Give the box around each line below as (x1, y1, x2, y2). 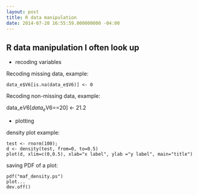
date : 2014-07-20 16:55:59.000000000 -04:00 (6, 20, 120, 26)
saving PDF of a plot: (6, 161, 59, 169)
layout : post (6, 8, 39, 15)
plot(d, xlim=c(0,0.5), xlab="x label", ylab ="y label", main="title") (6, 151, 193, 157)
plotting (14, 117, 34, 124)
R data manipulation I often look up (6, 42, 140, 53)
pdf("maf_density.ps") (6, 173, 63, 179)
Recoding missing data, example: (6, 70, 89, 77)
